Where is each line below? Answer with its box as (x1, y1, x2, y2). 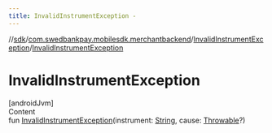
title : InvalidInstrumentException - (8, 11, 137, 20)
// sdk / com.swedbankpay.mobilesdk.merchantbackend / (8, 34, 194, 44)
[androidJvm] (8, 98, 55, 108)
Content (8, 106, 36, 116)
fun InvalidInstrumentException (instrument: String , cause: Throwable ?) (8, 115, 246, 125)
